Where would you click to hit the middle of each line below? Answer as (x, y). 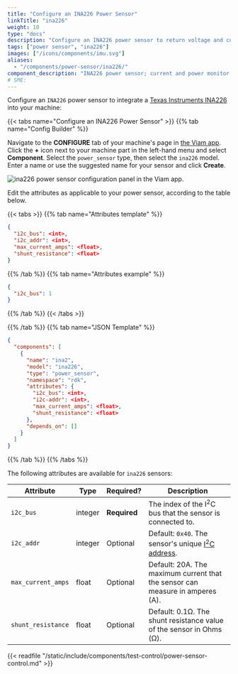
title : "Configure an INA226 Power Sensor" (73, 14)
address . (163, 553)
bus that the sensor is (185, 513)
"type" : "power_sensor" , (63, 374)
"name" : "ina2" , (50, 360)
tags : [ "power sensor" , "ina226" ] (58, 47)
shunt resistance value (186, 620)
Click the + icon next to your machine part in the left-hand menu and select (117, 151)
